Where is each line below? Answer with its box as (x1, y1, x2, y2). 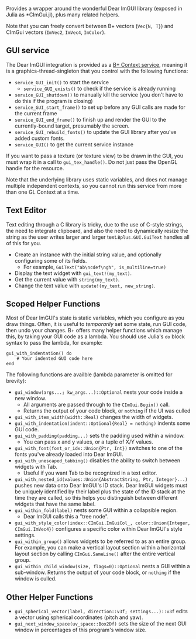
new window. (14, 395, 47, 402)
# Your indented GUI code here (16, 356, 93, 362)
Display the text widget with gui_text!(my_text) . (14, 269, 132, 277)
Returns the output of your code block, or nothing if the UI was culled (23, 407, 191, 414)
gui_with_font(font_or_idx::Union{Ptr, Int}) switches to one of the (14, 445, 183, 452)
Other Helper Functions (6, 592, 94, 602)
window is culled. (14, 575, 57, 582)
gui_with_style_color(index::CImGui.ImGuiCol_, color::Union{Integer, (14, 520, 191, 526)
